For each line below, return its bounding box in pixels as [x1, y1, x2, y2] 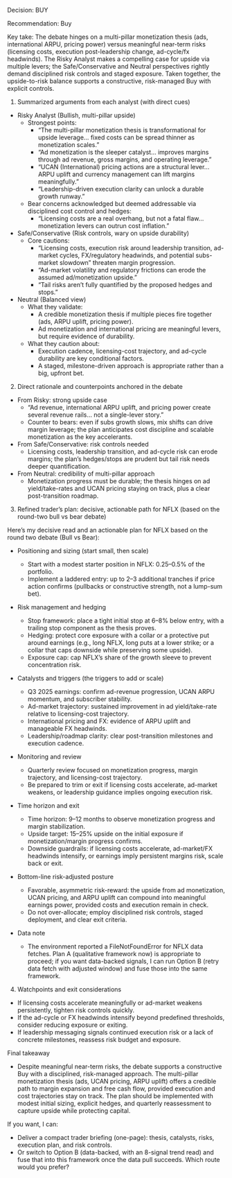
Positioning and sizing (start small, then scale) [17, 547, 149, 555]
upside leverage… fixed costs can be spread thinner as [37, 133, 195, 141]
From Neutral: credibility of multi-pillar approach [17, 469, 155, 478]
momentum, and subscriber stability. [27, 695, 132, 703]
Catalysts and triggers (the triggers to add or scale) [17, 674, 164, 682]
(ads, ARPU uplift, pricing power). [37, 318, 134, 325]
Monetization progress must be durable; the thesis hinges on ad [27, 477, 211, 485]
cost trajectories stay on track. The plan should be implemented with [17, 1092, 213, 1100]
